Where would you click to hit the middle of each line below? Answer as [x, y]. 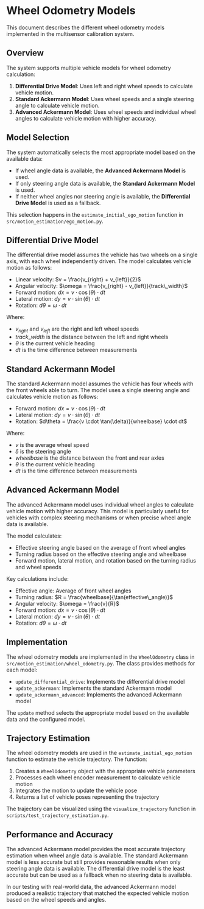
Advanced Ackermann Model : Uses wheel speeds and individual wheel [105, 112]
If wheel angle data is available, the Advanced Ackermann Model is [100, 170]
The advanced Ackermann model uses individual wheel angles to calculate [100, 504]
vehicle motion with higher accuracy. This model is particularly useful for [97, 511]
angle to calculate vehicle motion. [57, 105]
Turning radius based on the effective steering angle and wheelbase [101, 554]
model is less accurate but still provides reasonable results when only [93, 862]
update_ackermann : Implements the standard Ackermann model [93, 688]
